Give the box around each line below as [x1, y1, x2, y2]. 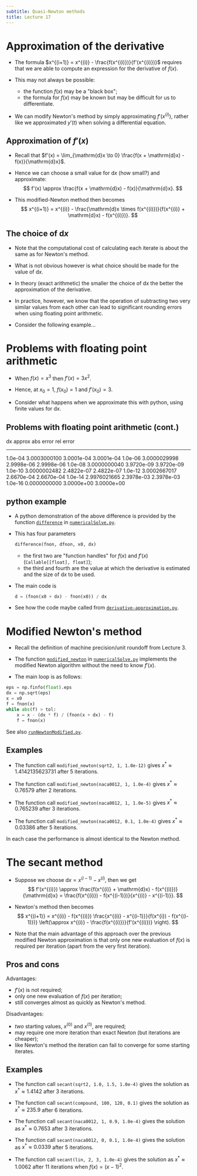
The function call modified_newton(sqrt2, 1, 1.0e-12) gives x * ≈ [14, 761, 172, 769]
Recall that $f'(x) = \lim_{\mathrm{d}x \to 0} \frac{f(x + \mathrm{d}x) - [14, 151, 185, 159]
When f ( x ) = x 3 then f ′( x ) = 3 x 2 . [14, 374, 92, 382]
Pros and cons [6, 960, 60, 970]
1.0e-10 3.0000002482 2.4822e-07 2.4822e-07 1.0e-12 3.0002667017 [6, 467, 177, 474]
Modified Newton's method [6, 625, 142, 638]
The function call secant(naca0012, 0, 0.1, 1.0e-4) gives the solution [14, 1136, 185, 1143]
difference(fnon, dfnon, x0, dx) [14, 541, 97, 547]
